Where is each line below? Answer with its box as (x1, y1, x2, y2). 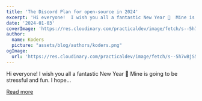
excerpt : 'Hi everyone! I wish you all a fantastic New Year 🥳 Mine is (6, 14, 195, 20)
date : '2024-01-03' (6, 20, 55, 26)
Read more (6, 88, 34, 95)
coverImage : (6, 25, 36, 32)
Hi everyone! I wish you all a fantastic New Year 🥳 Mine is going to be (6, 70, 178, 77)
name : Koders (11, 37, 44, 43)
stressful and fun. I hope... (6, 76, 72, 84)
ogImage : (6, 48, 28, 54)
